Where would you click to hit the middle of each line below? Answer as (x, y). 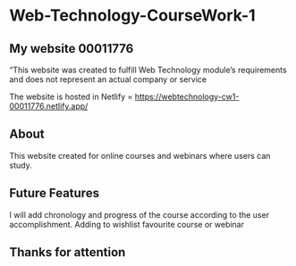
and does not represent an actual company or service (108, 79)
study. (21, 165)
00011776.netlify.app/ (49, 106)
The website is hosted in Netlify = (71, 96)
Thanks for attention (68, 252)
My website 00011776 (72, 49)
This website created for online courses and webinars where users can (140, 155)
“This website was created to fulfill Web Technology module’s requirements (148, 70)
